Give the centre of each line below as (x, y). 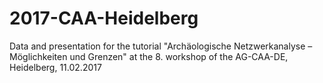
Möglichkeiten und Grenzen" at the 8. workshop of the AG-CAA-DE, (149, 56)
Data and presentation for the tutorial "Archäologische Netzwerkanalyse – (161, 46)
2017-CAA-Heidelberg (104, 18)
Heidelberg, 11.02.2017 (55, 67)
